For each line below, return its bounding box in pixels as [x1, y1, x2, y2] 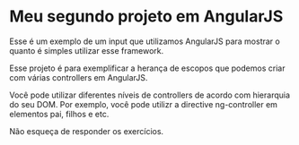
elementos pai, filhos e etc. [9, 108, 110, 119]
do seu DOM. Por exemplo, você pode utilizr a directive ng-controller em [9, 98, 278, 109]
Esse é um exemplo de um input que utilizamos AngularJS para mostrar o [9, 36, 280, 47]
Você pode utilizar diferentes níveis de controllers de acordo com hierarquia [9, 90, 290, 100]
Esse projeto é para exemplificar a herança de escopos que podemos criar [9, 63, 286, 73]
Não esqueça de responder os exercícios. [9, 125, 164, 136]
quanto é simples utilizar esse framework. [9, 45, 164, 55]
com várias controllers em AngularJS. [9, 72, 148, 82]
